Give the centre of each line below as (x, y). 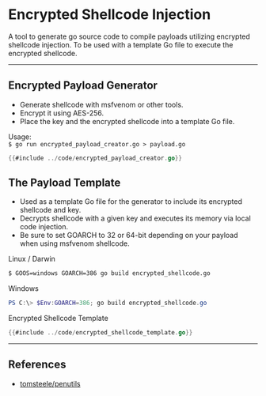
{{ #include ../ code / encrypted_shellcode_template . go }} (101, 333)
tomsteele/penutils (50, 383)
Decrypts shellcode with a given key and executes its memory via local (135, 218)
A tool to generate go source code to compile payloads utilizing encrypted (129, 36)
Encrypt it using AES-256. (62, 113)
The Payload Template (65, 183)
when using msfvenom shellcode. (74, 243)
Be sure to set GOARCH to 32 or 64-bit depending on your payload (129, 236)
